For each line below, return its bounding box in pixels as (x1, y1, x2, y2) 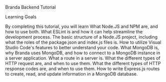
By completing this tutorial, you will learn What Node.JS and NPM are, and (5, 23, 158, 29)
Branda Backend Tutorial (5, 4, 56, 10)
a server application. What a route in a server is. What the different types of (5, 55, 161, 61)
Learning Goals (5, 14, 36, 19)
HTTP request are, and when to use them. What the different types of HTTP (5, 61, 161, 66)
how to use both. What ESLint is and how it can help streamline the (5, 29, 143, 34)
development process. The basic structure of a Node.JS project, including (5, 34, 158, 40)
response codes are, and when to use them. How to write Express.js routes (5, 66, 160, 72)
